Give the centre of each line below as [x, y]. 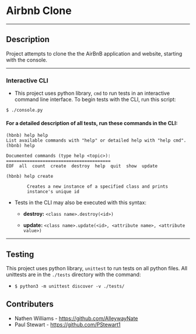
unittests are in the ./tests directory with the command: [73, 275]
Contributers [30, 304]
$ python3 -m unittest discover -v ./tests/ [69, 287]
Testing [20, 254]
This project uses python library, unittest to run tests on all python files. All [97, 268]
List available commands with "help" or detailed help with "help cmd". [96, 141]
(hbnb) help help [27, 136]
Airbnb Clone [39, 11]
